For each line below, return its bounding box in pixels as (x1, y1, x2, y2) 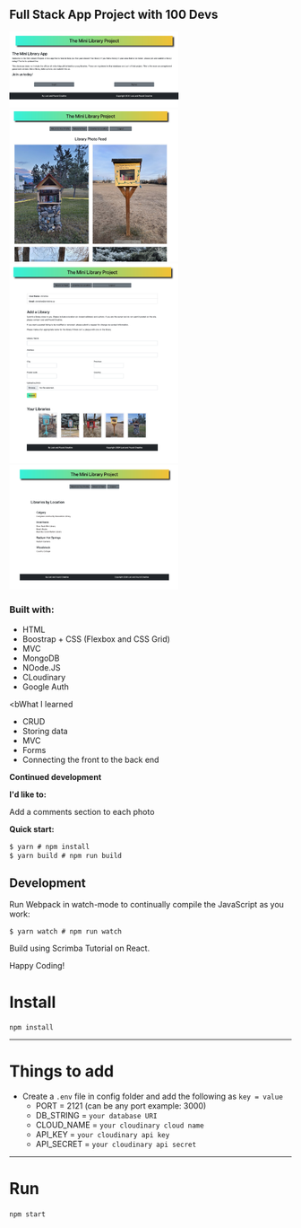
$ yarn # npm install (9, 842, 90, 851)
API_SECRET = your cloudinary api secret (35, 1139, 197, 1150)
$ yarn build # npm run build (9, 851, 123, 860)
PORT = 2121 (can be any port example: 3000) (35, 1101, 207, 1111)
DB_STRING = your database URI (35, 1110, 158, 1121)
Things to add (9, 1061, 115, 1082)
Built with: (9, 603, 55, 616)
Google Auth (21, 681, 69, 692)
